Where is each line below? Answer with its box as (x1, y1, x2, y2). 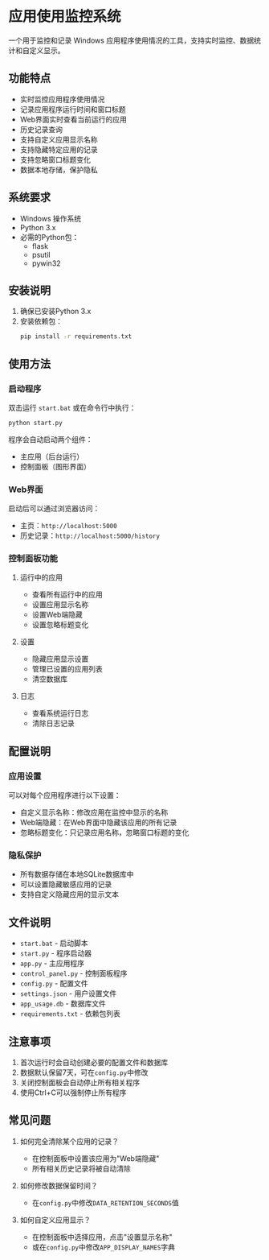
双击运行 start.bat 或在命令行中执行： (8, 403, 137, 412)
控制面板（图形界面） (19, 461, 91, 471)
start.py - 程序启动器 (19, 948, 92, 958)
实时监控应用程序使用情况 (19, 94, 105, 104)
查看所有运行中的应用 (31, 589, 103, 600)
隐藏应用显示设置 (31, 654, 89, 664)
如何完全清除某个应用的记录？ (19, 1136, 119, 1146)
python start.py (8, 419, 63, 427)
